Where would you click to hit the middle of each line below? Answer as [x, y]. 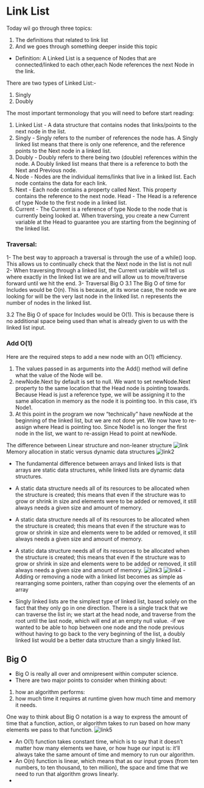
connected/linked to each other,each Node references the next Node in [105, 65]
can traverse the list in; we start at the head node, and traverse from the [105, 614]
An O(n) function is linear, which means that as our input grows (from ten [107, 761]
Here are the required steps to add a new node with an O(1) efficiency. [94, 357]
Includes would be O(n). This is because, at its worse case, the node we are [101, 290]
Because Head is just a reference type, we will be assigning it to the [100, 394]
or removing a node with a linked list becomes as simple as [108, 577]
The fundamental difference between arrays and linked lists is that [98, 463]
